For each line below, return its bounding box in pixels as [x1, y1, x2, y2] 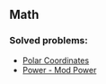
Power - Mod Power [22, 64, 97, 75]
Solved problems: [9, 34, 88, 47]
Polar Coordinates [22, 54, 90, 66]
